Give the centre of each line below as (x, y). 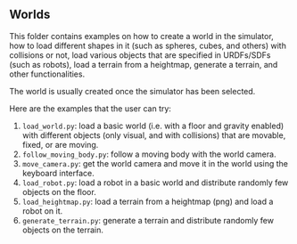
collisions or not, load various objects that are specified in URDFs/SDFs (140, 55)
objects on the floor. (59, 191)
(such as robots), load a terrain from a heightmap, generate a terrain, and (144, 64)
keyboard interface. (58, 173)
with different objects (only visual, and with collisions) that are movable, (154, 135)
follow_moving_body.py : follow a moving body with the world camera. (149, 154)
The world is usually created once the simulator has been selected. (132, 91)
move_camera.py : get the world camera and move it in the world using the (155, 163)
